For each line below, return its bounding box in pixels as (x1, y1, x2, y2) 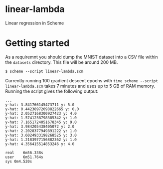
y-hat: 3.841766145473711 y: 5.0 (5, 102, 75, 107)
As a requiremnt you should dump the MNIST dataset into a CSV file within (5, 54, 158, 60)
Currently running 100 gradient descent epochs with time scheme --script (5, 77, 159, 83)
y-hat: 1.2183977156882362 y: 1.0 (5, 137, 77, 142)
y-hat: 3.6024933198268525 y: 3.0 (5, 133, 77, 138)
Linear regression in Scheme (5, 20, 64, 26)
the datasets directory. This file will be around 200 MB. (5, 59, 118, 65)
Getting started (5, 37, 70, 49)
